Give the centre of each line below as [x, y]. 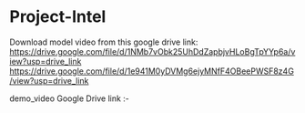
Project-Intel [58, 17]
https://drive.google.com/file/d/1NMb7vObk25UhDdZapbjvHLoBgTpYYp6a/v [152, 51]
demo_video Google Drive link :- [70, 98]
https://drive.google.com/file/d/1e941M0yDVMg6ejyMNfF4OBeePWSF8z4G [152, 71]
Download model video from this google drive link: [104, 42]
